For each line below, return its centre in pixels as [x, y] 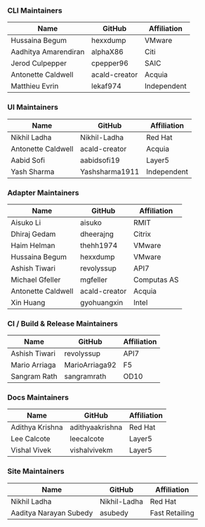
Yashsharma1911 [110, 171]
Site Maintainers [36, 471]
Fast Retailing [172, 513]
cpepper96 [110, 63]
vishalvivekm [91, 450]
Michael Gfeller [36, 280]
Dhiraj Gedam [33, 234]
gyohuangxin [102, 302]
